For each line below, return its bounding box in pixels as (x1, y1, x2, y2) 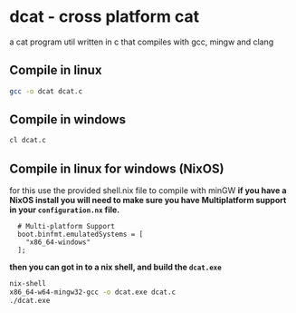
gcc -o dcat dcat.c (9, 86, 83, 96)
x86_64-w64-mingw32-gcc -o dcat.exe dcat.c (9, 288, 177, 297)
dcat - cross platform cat (9, 6, 200, 27)
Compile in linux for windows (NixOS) (9, 161, 224, 176)
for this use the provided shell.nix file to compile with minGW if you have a (9, 185, 287, 196)
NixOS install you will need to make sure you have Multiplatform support (9, 195, 287, 206)
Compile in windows (9, 112, 127, 128)
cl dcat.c (9, 136, 47, 145)
